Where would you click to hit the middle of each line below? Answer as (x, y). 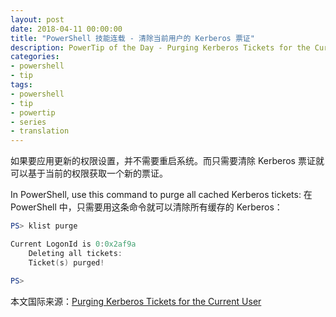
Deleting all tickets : (75, 253)
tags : (21, 85)
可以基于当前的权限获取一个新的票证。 (89, 173)
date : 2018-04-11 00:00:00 (66, 29)
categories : (35, 57)
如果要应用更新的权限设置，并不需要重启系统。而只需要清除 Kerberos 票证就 (167, 161)
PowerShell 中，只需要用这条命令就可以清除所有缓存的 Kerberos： (146, 207)
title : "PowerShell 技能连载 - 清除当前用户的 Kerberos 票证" (132, 38)
